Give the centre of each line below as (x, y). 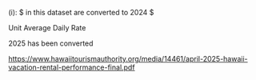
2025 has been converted (51, 43)
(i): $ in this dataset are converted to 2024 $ (81, 12)
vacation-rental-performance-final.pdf (72, 67)
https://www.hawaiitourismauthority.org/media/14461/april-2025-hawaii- (128, 59)
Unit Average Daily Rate (47, 28)
